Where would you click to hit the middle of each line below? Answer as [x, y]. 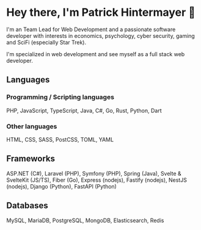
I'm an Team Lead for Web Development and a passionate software [91, 29]
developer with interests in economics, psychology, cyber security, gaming [101, 35]
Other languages [32, 126]
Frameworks [31, 159]
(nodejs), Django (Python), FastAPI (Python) [62, 186]
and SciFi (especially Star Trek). [46, 42]
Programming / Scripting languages [60, 97]
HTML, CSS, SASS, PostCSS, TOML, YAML [60, 139]
